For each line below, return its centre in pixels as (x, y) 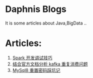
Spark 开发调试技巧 (32, 57)
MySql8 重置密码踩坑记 (36, 70)
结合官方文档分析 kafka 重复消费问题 (50, 64)
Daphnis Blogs (36, 9)
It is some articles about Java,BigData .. (46, 23)
